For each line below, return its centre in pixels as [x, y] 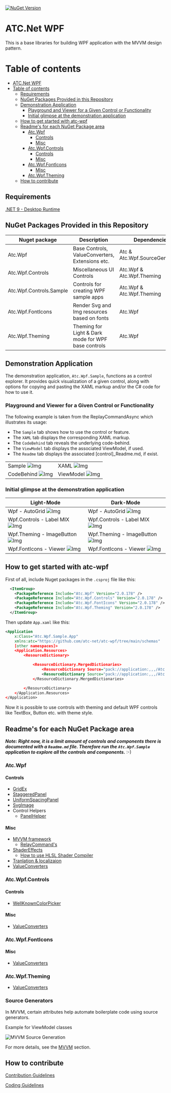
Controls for [87, 284]
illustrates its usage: [26, 422]
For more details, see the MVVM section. [48, 1047]
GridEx [20, 789]
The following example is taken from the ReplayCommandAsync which [79, 416]
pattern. [13, 48]
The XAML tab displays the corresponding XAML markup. [72, 437]
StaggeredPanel [30, 794]
